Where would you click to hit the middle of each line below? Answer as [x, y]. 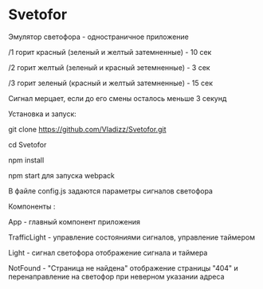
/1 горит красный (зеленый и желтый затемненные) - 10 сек [110, 52]
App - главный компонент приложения [75, 221]
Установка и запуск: [43, 114]
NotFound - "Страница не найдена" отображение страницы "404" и [124, 268]
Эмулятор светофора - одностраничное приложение [99, 37]
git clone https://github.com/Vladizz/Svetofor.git [87, 129]
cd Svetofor [27, 144]
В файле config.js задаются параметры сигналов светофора [111, 191]
